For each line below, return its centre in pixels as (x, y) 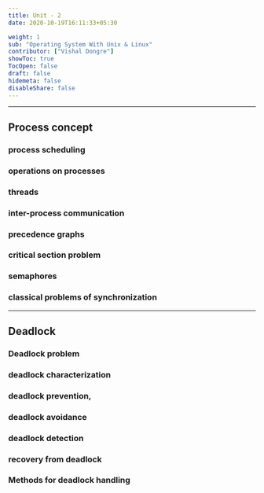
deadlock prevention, (50, 396)
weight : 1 (24, 37)
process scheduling (47, 149)
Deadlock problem (44, 353)
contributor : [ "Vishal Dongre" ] (61, 52)
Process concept (50, 127)
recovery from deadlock (55, 459)
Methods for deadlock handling (70, 480)
